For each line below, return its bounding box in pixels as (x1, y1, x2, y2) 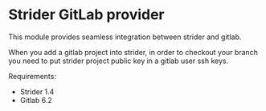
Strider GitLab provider (8, 6, 165, 24)
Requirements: (8, 71, 56, 81)
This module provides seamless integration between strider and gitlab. (8, 32, 242, 42)
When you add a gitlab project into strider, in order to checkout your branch (8, 47, 259, 57)
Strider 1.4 (19, 86, 55, 97)
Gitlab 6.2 (19, 95, 52, 105)
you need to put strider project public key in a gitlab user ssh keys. (8, 56, 229, 65)
